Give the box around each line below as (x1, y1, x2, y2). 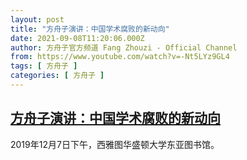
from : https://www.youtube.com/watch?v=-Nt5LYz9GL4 (10, 52, 230, 62)
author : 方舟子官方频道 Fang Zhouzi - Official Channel (10, 42, 238, 53)
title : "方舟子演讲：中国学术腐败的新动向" (10, 24, 170, 34)
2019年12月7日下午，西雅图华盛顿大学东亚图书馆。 (10, 138, 220, 150)
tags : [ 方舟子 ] (10, 61, 78, 71)
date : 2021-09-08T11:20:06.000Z (10, 33, 145, 43)
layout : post (10, 14, 65, 25)
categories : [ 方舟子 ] (10, 71, 105, 81)
